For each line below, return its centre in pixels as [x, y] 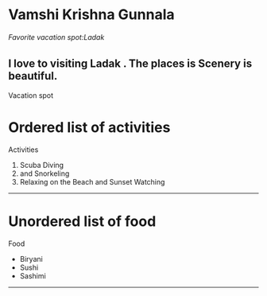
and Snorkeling [44, 173]
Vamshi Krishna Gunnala [91, 15]
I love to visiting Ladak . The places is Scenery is [130, 64]
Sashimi [33, 275]
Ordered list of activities [89, 127]
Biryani [31, 259]
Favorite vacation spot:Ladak [56, 37]
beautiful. [33, 76]
